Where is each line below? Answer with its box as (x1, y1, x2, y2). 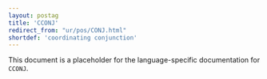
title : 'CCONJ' (8, 19, 59, 27)
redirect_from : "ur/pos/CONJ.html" (8, 26, 127, 34)
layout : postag (8, 11, 59, 20)
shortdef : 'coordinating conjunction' (8, 33, 137, 42)
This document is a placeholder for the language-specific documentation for (8, 55, 261, 65)
